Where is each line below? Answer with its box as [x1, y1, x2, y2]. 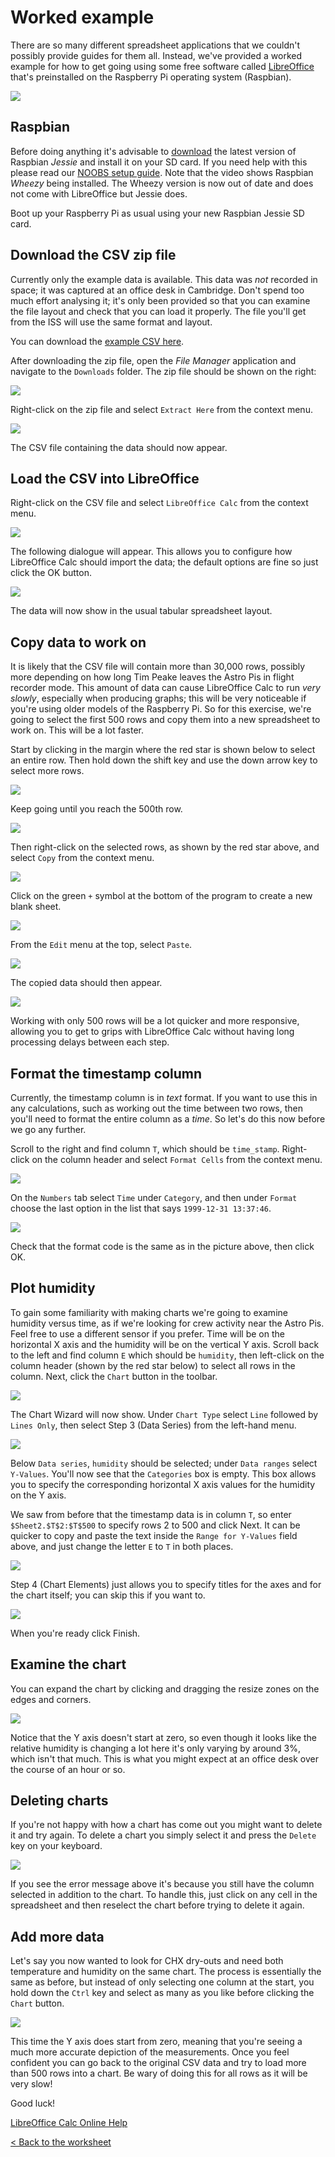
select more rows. [10, 765, 85, 777]
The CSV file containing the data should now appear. [10, 441, 228, 453]
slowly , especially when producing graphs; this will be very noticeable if [10, 692, 307, 705]
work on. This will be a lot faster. [10, 724, 144, 736]
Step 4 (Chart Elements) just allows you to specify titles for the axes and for [10, 1578, 322, 1590]
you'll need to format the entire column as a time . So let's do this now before [10, 1113, 326, 1125]
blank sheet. [10, 901, 62, 913]
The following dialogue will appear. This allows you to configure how [10, 546, 293, 558]
